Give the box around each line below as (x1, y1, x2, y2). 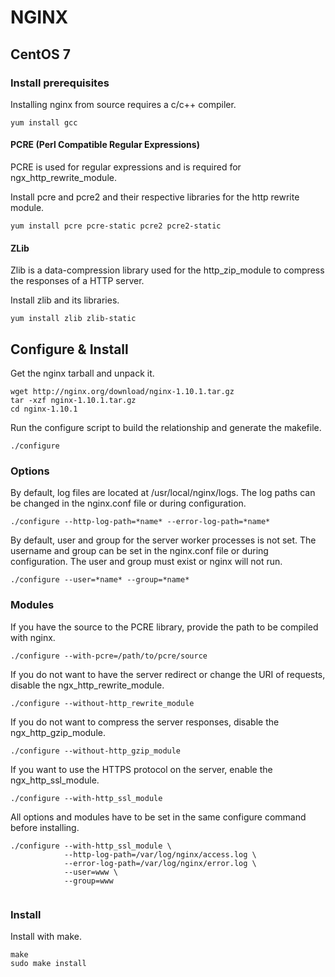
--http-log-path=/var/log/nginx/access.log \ (63, 849, 257, 860)
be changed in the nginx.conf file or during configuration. (10, 497, 247, 510)
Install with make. (10, 930, 82, 942)
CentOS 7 (10, 46, 71, 63)
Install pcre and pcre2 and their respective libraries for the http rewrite (10, 191, 300, 203)
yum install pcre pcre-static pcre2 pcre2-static (10, 221, 222, 231)
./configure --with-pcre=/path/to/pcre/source (10, 651, 208, 661)
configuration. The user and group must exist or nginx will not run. (10, 556, 283, 568)
